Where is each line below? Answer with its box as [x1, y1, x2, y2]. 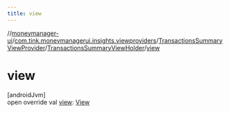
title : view [7, 10, 42, 17]
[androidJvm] [7, 90, 46, 99]
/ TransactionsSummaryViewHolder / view [44, 43, 161, 52]
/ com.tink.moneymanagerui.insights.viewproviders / [12, 36, 159, 45]
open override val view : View [7, 98, 90, 106]
